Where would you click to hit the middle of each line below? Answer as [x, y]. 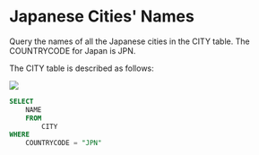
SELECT [22, 101]
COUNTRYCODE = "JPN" [64, 143]
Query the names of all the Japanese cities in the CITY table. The [129, 41]
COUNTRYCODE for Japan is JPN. [73, 50]
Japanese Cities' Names [102, 17]
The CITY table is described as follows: [82, 68]
